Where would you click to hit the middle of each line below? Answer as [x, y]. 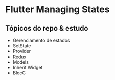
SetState [22, 46]
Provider [22, 51]
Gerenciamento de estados [41, 40]
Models [21, 62]
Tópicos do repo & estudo [47, 28]
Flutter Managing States [57, 9]
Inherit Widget [28, 68]
